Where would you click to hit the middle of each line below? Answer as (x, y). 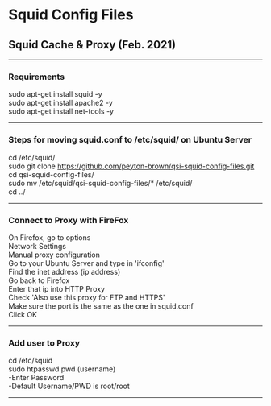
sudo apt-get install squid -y (55, 94)
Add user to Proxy (44, 342)
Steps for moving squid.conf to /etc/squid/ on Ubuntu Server (130, 140)
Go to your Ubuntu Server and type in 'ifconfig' (86, 263)
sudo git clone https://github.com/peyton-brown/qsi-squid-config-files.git (131, 166)
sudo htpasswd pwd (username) (62, 369)
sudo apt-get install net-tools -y (61, 111)
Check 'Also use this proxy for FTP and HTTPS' (87, 297)
